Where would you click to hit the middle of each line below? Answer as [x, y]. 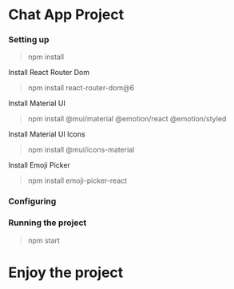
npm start [44, 240]
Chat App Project [66, 15]
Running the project [48, 223]
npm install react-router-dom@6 [81, 88]
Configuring [32, 201]
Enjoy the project [66, 272]
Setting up [29, 40]
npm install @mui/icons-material [81, 150]
